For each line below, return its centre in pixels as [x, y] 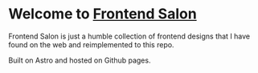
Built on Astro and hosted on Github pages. [80, 60]
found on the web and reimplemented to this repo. [91, 44]
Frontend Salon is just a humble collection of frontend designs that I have [129, 36]
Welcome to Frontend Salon [102, 14]
